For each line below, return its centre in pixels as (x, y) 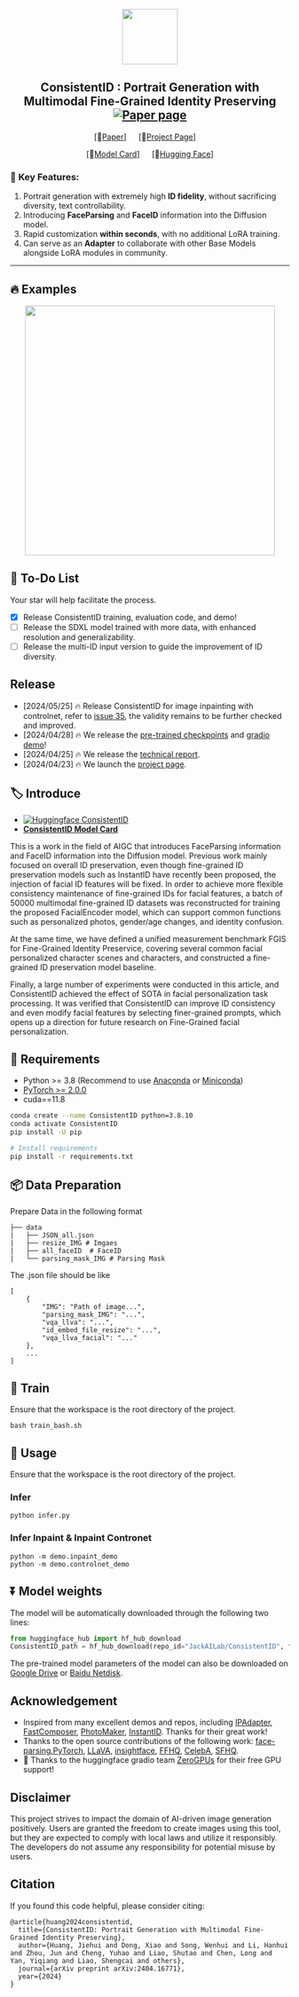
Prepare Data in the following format (76, 1211)
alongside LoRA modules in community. (95, 253)
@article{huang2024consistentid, (72, 1922)
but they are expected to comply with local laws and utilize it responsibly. (144, 1837)
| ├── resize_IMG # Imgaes (64, 1243)
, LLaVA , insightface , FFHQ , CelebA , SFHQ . (161, 1751)
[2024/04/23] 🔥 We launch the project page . (105, 764)
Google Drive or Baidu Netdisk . (67, 1673)
